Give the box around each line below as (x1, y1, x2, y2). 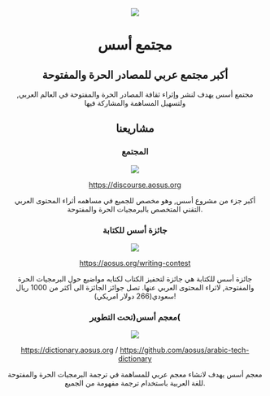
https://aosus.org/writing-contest (79, 258, 191, 268)
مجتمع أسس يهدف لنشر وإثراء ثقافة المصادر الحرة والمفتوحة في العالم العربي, (16, 89, 254, 99)
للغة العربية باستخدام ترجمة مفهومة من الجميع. (64, 378, 206, 388)
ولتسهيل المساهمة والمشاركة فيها (84, 98, 186, 107)
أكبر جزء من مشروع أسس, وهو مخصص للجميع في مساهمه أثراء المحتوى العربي (14, 195, 256, 205)
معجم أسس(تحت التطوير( (89, 311, 181, 323)
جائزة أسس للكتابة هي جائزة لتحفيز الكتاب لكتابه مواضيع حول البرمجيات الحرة (17, 273, 253, 284)
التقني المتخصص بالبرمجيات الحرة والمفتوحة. (67, 204, 203, 214)
